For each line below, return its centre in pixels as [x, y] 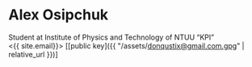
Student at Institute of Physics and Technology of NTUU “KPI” [111, 37]
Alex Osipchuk [59, 15]
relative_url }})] [33, 54]
